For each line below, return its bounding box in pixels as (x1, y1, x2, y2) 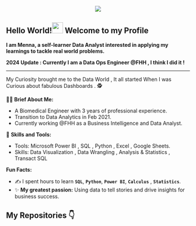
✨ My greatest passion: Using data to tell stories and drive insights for (14, 186, 185, 193)
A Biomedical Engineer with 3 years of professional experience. (14, 107, 167, 114)
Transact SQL (14, 155, 48, 162)
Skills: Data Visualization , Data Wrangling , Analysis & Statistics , (14, 148, 170, 155)
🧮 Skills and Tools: (6, 131, 51, 138)
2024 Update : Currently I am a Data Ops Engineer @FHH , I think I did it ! (6, 59, 185, 66)
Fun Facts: (6, 166, 32, 173)
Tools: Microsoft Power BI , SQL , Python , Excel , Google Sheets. (14, 142, 171, 149)
